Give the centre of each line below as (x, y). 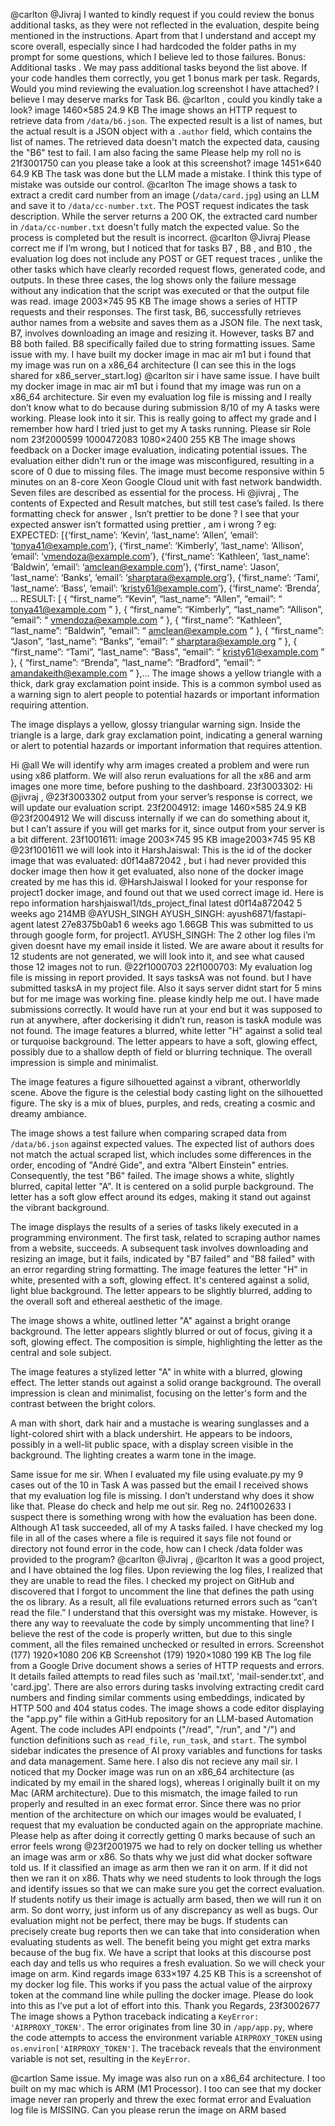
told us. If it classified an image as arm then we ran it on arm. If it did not (159, 1867)
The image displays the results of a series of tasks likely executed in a (154, 1227)
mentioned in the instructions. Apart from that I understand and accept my (163, 35)
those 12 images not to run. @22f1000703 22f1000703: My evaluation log (161, 967)
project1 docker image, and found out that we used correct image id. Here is (167, 892)
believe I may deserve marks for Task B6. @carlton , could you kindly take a (166, 99)
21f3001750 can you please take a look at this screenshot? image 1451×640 (166, 163)
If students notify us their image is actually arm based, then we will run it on (166, 1899)
